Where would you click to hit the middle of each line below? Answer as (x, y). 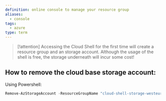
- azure (18, 28)
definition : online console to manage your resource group (67, 10)
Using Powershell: (23, 84)
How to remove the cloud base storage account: (81, 73)
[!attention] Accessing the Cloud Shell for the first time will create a (85, 47)
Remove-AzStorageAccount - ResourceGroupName (52, 93)
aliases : (14, 14)
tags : (11, 23)
